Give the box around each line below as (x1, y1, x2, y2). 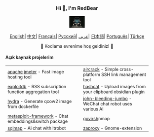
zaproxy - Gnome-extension (83, 125, 142, 131)
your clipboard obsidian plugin (83, 89, 145, 95)
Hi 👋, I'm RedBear (55, 4, 99, 11)
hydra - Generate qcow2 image (7, 98, 72, 104)
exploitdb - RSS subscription (7, 84, 67, 89)
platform (83, 71, 100, 77)
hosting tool (7, 74, 32, 80)
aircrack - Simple (83, 66, 119, 72)
